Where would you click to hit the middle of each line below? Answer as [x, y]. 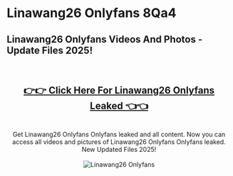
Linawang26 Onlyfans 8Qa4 [92, 13]
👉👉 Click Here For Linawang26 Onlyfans [119, 90]
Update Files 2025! [50, 50]
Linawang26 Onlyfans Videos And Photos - [105, 39]
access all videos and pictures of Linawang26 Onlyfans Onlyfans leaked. [119, 142]
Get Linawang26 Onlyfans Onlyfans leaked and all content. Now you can [119, 134]
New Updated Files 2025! [119, 149]
